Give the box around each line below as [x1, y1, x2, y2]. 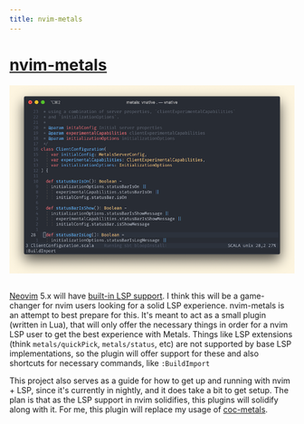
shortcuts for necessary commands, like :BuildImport [9, 357, 211, 368]
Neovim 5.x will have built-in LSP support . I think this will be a [9, 290, 238, 301]
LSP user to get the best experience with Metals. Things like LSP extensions [9, 328, 293, 339]
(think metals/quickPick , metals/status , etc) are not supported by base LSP [9, 338, 292, 349]
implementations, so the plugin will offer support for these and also [9, 348, 260, 359]
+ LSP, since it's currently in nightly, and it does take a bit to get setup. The [9, 384, 290, 395]
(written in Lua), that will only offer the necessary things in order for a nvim [9, 319, 289, 330]
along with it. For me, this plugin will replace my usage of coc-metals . [9, 403, 269, 415]
